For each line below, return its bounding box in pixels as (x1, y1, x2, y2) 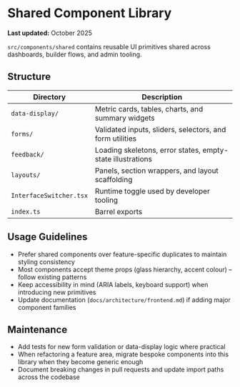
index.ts (11, 207, 41, 216)
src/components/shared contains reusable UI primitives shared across (7, 42, 211, 51)
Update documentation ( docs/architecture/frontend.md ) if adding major (17, 295, 231, 304)
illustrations (113, 154, 152, 164)
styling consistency (17, 257, 75, 266)
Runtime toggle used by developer (94, 186, 211, 196)
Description (141, 91, 183, 101)
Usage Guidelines (7, 231, 88, 243)
